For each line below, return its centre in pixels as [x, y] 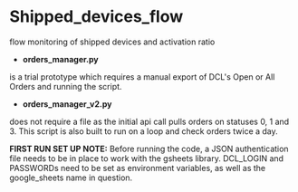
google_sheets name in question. [71, 178]
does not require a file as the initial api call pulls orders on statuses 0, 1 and [149, 121]
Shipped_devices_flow [96, 17]
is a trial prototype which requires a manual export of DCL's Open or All [142, 77]
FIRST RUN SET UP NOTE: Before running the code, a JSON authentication [149, 149]
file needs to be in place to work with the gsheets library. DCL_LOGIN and [146, 158]
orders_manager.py [61, 59]
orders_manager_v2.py [67, 104]
